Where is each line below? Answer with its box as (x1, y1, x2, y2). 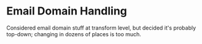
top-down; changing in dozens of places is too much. (6, 30, 141, 37)
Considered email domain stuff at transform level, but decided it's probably (6, 24, 196, 31)
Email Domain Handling (6, 4, 128, 18)
